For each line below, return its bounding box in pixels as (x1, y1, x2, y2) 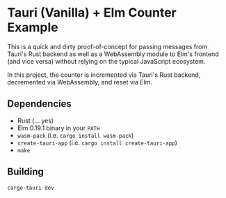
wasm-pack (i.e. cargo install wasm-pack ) (17, 131, 134, 139)
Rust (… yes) (17, 116, 54, 125)
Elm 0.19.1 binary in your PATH (17, 123, 100, 132)
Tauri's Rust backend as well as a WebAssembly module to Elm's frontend (7, 50, 219, 58)
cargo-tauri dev (7, 184, 54, 191)
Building (7, 166, 44, 178)
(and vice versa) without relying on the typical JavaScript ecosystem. (7, 57, 206, 65)
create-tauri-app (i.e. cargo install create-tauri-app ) (17, 138, 177, 147)
